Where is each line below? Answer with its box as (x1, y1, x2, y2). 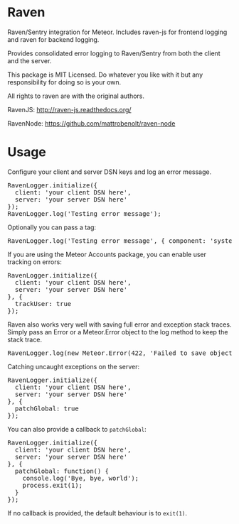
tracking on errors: (7, 257, 62, 266)
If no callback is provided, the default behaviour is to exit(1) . (7, 508, 187, 517)
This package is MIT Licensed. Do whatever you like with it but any (7, 70, 203, 79)
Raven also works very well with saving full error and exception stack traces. (7, 320, 232, 329)
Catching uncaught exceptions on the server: (7, 362, 140, 371)
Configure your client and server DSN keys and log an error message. (7, 168, 212, 176)
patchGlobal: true (14, 404, 80, 413)
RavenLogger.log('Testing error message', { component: (7, 236, 206, 245)
